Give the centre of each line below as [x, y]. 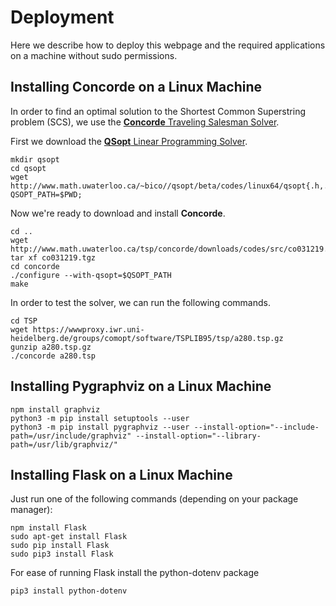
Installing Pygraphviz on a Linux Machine [141, 386]
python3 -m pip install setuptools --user [100, 418]
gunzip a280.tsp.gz [51, 347]
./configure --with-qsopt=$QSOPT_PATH [91, 275]
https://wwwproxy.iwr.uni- [88, 329]
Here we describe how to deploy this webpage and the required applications [168, 45]
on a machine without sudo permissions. [94, 55]
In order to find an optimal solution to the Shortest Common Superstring [158, 111]
